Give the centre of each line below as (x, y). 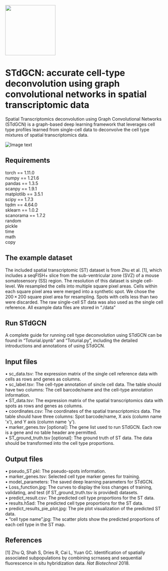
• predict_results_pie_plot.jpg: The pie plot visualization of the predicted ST (83, 508)
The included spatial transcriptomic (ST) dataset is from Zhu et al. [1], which (83, 270)
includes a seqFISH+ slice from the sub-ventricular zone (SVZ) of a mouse (82, 275)
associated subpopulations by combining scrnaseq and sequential (73, 557)
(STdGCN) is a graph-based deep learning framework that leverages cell (80, 124)
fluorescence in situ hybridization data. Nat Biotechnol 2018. (67, 563)
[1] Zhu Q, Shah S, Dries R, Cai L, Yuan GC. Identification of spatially (75, 552)
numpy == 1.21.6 (22, 178)
